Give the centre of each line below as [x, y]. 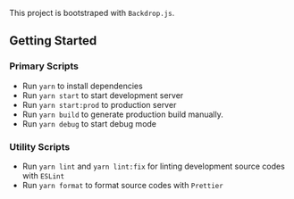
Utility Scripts [40, 146]
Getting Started [53, 41]
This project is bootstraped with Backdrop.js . [92, 13]
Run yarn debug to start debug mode [89, 123]
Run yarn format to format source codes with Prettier [122, 185]
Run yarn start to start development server [103, 95]
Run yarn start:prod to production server [99, 104]
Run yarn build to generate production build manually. [122, 114]
